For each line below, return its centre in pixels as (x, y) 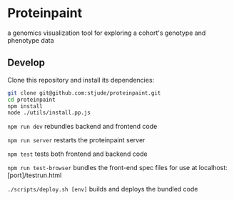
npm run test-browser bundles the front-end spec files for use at (102, 168)
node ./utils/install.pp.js (49, 113)
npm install (25, 106)
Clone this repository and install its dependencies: (81, 80)
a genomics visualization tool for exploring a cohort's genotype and (107, 33)
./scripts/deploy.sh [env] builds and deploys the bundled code (103, 189)
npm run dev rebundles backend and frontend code (82, 127)
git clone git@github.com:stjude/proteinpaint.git (84, 93)
